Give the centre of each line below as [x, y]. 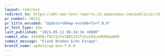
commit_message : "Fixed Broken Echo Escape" [51, 41]
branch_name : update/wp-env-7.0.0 [40, 46]
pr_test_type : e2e [23, 28]
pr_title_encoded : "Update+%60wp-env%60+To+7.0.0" [58, 23]
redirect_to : [18, 14]
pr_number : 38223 [22, 19]
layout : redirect [22, 9]
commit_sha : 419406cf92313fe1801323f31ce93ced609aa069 [62, 37]
